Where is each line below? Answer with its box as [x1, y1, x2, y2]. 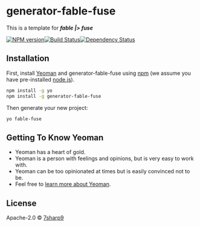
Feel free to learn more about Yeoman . [15, 181, 111, 188]
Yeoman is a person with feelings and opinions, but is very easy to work [15, 155, 195, 162]
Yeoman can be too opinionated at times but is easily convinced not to [15, 168, 190, 175]
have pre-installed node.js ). [6, 75, 75, 83]
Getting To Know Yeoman [6, 132, 104, 142]
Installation [6, 53, 50, 64]
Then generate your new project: [6, 104, 88, 111]
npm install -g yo [6, 88, 53, 94]
